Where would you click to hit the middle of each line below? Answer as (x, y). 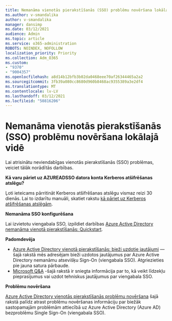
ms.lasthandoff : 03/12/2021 (35, 96)
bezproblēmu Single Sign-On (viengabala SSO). (56, 313)
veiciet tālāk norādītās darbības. (39, 168)
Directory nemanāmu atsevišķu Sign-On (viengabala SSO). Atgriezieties (88, 260)
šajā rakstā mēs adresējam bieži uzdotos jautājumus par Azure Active (86, 255)
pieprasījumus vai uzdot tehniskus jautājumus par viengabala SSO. (83, 277)
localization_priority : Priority (41, 53)
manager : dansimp (24, 24)
